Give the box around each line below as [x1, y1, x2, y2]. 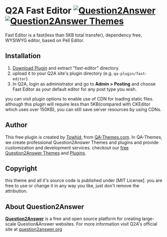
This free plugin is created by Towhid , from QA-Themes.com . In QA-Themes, [5, 134, 163, 140]
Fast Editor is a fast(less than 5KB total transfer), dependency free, [5, 32, 142, 38]
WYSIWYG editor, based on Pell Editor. [5, 37, 85, 43]
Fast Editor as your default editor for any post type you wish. [12, 86, 137, 92]
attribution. [5, 188, 28, 194]
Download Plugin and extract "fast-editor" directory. [12, 65, 120, 71]
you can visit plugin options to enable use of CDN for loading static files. [5, 96, 154, 102]
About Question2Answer [5, 202, 84, 211]
